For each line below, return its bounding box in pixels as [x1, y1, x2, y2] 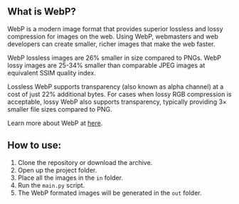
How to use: [7, 139, 62, 151]
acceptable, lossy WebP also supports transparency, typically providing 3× [7, 97, 228, 106]
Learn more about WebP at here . [7, 119, 103, 127]
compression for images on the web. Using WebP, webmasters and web [7, 32, 219, 41]
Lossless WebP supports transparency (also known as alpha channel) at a [7, 82, 224, 91]
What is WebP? [7, 6, 76, 18]
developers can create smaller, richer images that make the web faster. [7, 39, 216, 48]
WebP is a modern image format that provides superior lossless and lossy [7, 24, 223, 33]
